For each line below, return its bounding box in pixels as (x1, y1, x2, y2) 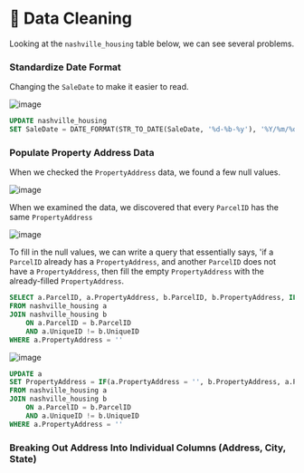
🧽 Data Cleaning (9, 8, 133, 29)
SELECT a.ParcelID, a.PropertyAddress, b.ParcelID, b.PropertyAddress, (9, 294, 285, 303)
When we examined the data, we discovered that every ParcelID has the (9, 202, 279, 213)
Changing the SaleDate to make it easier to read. (9, 82, 189, 92)
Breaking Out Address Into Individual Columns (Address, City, (9, 441, 287, 454)
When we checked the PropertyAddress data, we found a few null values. (9, 167, 281, 178)
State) (9, 452, 37, 465)
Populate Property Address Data (9, 146, 155, 159)
